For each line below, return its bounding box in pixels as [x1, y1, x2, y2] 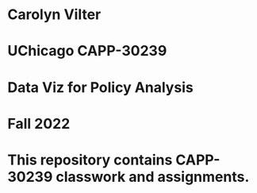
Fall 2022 [7, 114, 71, 133]
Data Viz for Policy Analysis [7, 78, 194, 96]
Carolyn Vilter [7, 6, 102, 24]
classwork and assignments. [56, 168, 250, 186]
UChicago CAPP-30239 [7, 42, 167, 60]
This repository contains [7, 151, 173, 168]
